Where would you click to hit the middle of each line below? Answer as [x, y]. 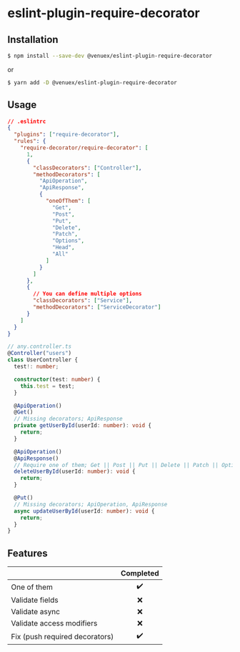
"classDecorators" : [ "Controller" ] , [87, 168]
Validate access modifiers [54, 623]
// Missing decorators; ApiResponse [68, 419]
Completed [140, 573]
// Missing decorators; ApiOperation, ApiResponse [91, 504]
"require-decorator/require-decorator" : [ [84, 148]
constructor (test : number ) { [57, 379]
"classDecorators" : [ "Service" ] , [83, 301]
